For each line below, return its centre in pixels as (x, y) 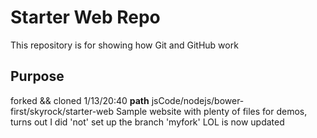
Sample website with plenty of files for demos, (211, 111)
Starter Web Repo (85, 17)
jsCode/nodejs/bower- (198, 100)
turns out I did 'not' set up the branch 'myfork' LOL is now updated (147, 122)
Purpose (37, 76)
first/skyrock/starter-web (62, 111)
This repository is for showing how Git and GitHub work (124, 45)
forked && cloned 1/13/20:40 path (80, 100)
